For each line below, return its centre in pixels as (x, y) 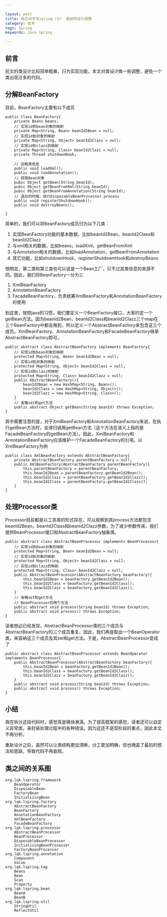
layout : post (19, 14)
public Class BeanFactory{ (33, 117)
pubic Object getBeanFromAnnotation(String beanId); (70, 191)
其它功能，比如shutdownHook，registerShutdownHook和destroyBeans (85, 258)
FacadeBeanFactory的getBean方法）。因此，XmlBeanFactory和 (70, 434)
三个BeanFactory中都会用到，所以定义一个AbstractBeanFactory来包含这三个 (83, 325)
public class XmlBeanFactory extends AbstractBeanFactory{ (68, 456)
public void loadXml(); (39, 168)
